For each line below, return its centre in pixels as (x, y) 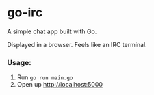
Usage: (20, 62)
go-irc (25, 13)
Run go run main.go (45, 77)
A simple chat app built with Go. (52, 31)
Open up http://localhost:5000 (60, 85)
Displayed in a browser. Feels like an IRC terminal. (77, 44)
